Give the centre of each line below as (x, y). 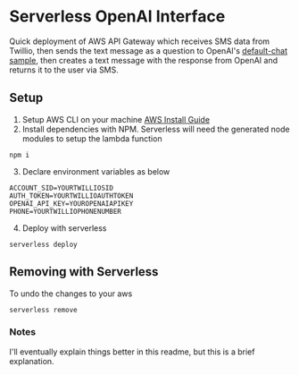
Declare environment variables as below (96, 171)
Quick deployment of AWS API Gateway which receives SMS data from (140, 41)
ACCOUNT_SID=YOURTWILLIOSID (62, 188)
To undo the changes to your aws (71, 294)
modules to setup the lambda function (92, 138)
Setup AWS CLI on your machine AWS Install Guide (116, 119)
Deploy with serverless (64, 228)
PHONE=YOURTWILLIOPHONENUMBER (66, 211)
